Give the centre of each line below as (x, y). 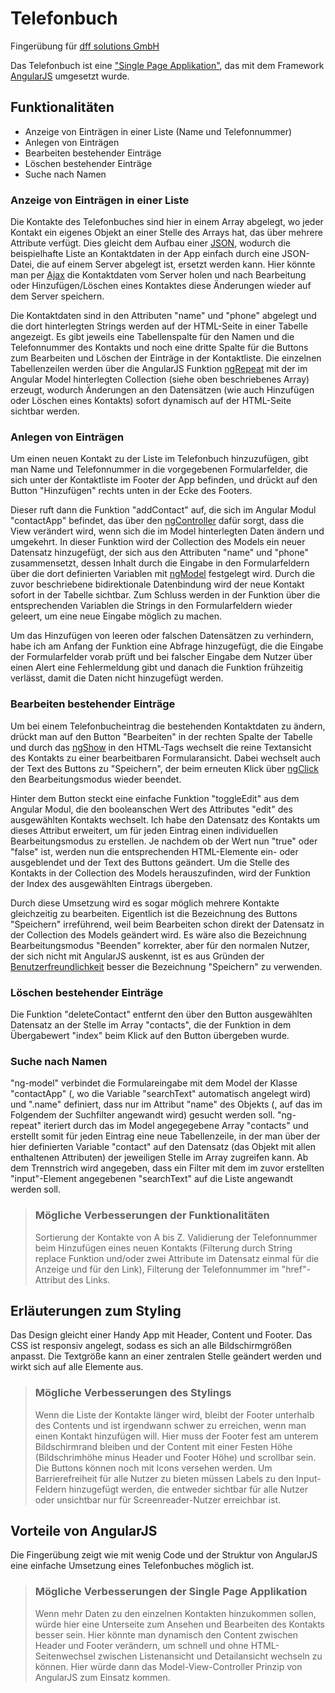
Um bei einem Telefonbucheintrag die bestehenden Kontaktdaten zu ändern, (168, 726)
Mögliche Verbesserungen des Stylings (133, 1393)
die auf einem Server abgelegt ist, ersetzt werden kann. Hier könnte (176, 264)
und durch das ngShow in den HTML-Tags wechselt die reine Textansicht (161, 747)
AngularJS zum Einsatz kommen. (102, 1677)
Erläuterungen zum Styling (96, 1310)
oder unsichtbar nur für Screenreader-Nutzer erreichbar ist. (158, 1499)
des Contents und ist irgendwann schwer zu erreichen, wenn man (170, 1425)
